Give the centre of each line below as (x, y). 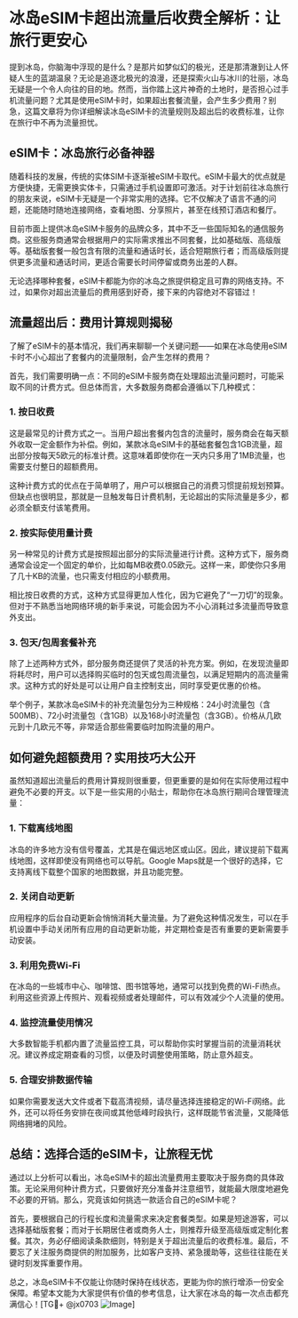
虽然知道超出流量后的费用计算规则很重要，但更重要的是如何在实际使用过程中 (149, 781)
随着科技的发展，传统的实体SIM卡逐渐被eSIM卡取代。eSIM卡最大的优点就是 (148, 176)
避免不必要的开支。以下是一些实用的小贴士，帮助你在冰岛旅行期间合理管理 (145, 792)
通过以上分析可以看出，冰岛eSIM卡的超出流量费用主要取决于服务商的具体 (143, 1177)
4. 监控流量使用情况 (51, 1023)
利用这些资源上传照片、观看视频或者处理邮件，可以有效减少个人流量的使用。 (149, 998)
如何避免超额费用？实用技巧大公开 (102, 757)
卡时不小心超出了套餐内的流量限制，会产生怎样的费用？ (110, 357)
